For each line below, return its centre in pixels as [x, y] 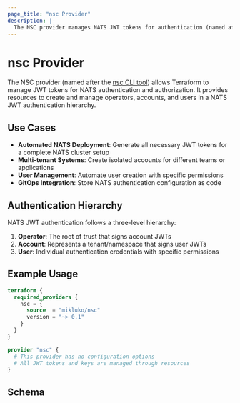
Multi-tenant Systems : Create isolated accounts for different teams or [121, 160]
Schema [26, 392]
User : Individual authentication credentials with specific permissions [118, 252]
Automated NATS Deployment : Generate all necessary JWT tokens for [122, 145]
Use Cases [32, 128]
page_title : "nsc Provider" [49, 14]
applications [36, 168]
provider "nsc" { [33, 350]
